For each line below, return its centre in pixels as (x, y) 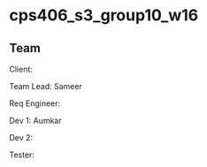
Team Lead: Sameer (46, 86)
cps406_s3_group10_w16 (104, 15)
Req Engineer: (35, 103)
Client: (21, 69)
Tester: (22, 155)
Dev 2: (21, 137)
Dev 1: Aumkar (35, 121)
